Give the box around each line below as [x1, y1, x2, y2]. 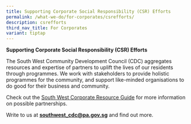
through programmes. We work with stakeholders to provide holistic [6, 70, 169, 77]
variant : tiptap [6, 30, 46, 36]
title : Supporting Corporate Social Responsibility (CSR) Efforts [6, 8, 171, 15]
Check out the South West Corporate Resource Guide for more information [6, 94, 186, 101]
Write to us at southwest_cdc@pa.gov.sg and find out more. [6, 112, 154, 119]
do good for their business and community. [6, 82, 110, 89]
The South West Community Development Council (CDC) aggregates [6, 58, 172, 65]
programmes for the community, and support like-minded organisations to [6, 77, 185, 84]
